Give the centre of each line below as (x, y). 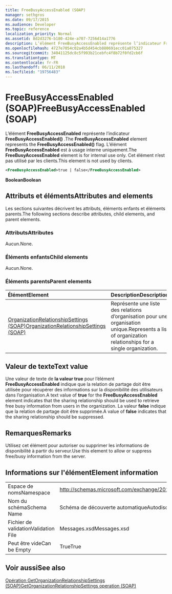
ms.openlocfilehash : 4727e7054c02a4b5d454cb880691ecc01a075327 (74, 48)
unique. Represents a (135, 329)
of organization (129, 335)
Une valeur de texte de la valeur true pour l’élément (60, 379)
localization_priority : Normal (39, 34)
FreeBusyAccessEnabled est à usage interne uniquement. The (71, 150)
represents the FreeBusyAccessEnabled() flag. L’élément (66, 144)
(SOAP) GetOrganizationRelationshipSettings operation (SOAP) (71, 586)
